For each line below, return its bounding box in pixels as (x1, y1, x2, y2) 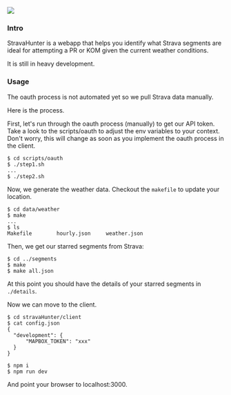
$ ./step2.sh (7, 173, 45, 180)
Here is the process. (7, 106, 65, 114)
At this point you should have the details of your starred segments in (7, 280, 201, 288)
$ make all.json (7, 267, 54, 274)
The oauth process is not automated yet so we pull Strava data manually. (7, 93, 214, 101)
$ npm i (7, 362, 30, 369)
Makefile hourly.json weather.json (7, 230, 143, 237)
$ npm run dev (7, 368, 48, 375)
